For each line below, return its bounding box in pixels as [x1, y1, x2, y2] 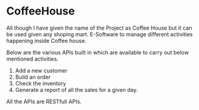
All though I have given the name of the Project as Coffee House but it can [6, 24, 192, 31]
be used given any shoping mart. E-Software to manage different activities [6, 30, 193, 37]
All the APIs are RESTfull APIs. [6, 98, 82, 105]
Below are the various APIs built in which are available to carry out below [6, 48, 189, 56]
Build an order [15, 73, 51, 80]
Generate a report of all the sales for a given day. [15, 86, 138, 93]
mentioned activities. [6, 55, 59, 62]
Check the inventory [15, 80, 66, 87]
